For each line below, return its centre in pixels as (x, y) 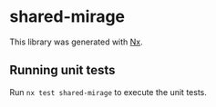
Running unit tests (62, 70)
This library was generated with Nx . (76, 42)
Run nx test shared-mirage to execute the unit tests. (108, 92)
